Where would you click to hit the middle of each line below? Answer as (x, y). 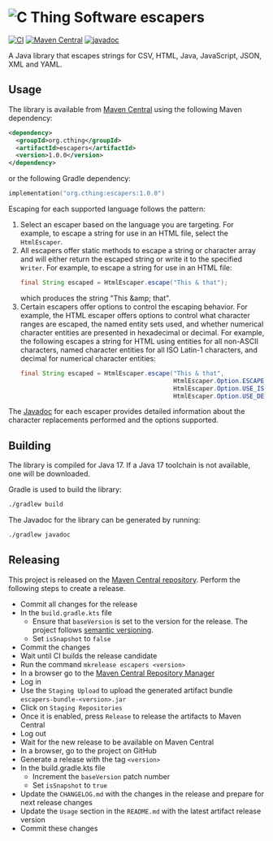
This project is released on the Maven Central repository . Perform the (125, 580)
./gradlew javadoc (39, 535)
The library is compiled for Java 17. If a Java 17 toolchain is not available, (129, 465)
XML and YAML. (35, 64)
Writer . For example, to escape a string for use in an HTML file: (126, 267)
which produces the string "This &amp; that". (95, 298)
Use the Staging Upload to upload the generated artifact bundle (126, 690)
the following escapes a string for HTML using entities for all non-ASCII (139, 341)
